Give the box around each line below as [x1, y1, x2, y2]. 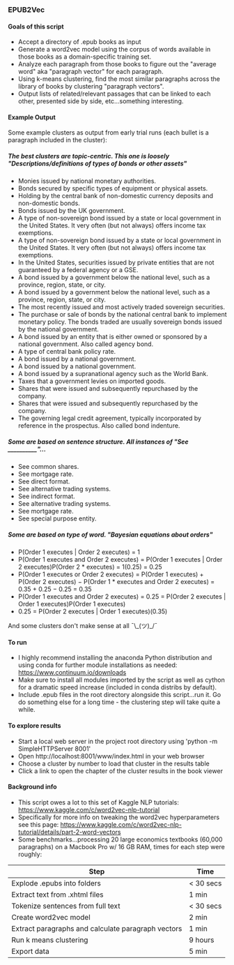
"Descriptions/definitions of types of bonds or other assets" [8, 159, 187, 167]
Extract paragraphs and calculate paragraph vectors [11, 923, 182, 933]
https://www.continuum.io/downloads [17, 668, 127, 677]
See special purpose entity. [17, 514, 97, 523]
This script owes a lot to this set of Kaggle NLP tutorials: [17, 798, 180, 807]
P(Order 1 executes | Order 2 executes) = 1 [17, 548, 141, 556]
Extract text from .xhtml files [11, 890, 104, 899]
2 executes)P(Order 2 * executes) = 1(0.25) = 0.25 [17, 563, 162, 571]
